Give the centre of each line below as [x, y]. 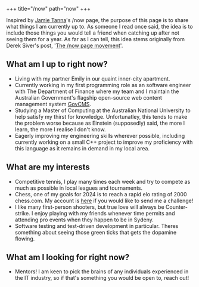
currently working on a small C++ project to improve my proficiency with [104, 142]
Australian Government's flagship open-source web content [88, 97]
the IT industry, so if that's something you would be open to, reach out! [102, 278]
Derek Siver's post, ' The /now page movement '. [65, 45]
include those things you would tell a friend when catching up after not [93, 33]
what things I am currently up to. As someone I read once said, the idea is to [99, 27]
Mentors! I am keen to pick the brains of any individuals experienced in [102, 271]
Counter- [177, 207]
